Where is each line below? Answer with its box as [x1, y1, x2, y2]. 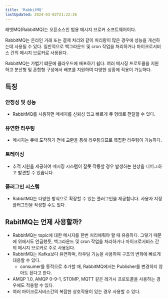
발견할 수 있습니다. [17, 169, 54, 175]
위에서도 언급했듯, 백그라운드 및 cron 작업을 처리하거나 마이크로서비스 [17, 238, 154, 244]
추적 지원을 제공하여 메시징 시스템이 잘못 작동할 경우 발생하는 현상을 [12, 163, 145, 169]
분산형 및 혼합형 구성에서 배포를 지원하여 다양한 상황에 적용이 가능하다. [14, 66, 152, 73]
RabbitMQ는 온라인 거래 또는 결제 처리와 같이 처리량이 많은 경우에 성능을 [5, 37, 147, 43]
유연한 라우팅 [5, 125, 35, 132]
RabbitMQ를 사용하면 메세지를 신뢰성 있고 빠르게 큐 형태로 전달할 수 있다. [12, 111, 156, 117]
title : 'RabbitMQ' [5, 7, 43, 13]
